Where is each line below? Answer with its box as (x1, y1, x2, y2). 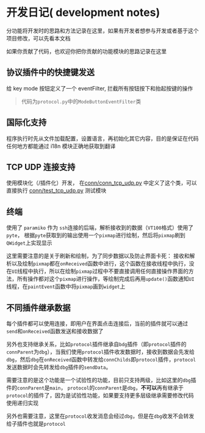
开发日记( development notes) (6, 6, 160, 20)
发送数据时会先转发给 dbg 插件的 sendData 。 (6, 363, 112, 371)
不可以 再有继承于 (140, 384, 184, 391)
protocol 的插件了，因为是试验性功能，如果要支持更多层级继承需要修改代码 (6, 392, 194, 399)
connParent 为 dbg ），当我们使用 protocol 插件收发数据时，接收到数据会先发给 (6, 348, 195, 355)
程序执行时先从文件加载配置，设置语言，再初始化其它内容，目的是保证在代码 (6, 135, 199, 142)
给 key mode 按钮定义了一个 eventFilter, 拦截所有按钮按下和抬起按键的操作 (6, 84, 193, 92)
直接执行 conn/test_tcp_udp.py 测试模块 (6, 187, 107, 194)
